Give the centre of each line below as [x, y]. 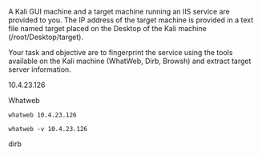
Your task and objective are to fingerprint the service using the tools [121, 52]
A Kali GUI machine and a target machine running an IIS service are [119, 12]
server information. [40, 70]
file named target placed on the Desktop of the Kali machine [107, 28]
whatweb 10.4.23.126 [43, 115]
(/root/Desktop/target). [46, 37]
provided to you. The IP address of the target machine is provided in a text [131, 20]
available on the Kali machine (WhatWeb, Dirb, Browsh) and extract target [130, 61]
